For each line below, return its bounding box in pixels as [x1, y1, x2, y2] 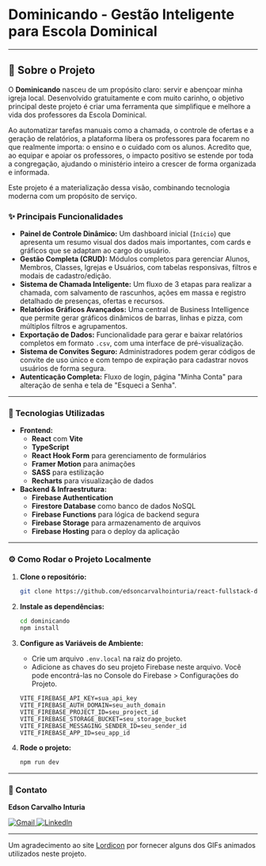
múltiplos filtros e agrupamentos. [19, 322, 128, 331]
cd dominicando [19, 616, 70, 625]
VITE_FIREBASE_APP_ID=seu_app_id [19, 729, 131, 738]
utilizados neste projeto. [8, 849, 87, 859]
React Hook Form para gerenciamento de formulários [31, 451, 207, 460]
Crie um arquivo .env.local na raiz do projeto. [31, 654, 183, 663]
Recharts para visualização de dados [31, 476, 154, 486]
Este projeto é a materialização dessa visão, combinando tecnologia [8, 182, 230, 192]
